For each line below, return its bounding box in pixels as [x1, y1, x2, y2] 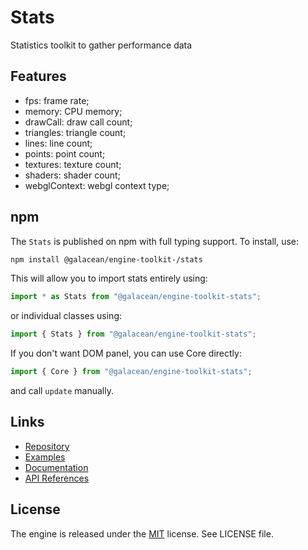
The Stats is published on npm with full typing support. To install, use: [10, 235, 300, 247]
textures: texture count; [24, 158, 122, 170]
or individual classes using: [10, 310, 122, 322]
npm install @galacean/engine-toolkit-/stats [10, 254, 203, 265]
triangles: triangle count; [24, 126, 127, 138]
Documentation [24, 461, 89, 473]
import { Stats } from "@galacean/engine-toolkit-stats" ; [10, 329, 257, 340]
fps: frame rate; [24, 94, 90, 106]
